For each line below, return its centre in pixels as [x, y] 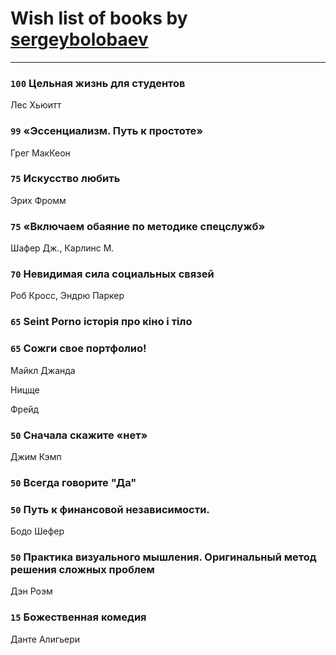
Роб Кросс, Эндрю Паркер [67, 296]
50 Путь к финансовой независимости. [110, 509]
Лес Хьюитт [36, 105]
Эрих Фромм [38, 200]
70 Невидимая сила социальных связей [112, 274]
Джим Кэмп [36, 456]
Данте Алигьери [45, 639]
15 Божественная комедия [78, 617]
